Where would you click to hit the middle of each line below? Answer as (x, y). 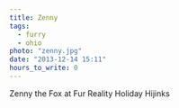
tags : (19, 26)
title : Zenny (34, 18)
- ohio (30, 43)
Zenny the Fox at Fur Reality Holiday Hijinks (90, 93)
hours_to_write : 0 (44, 68)
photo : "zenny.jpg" (46, 51)
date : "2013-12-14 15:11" (58, 59)
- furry (32, 34)
